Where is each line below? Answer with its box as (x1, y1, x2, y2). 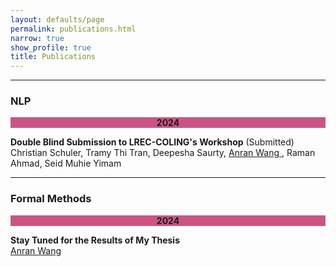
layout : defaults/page (10, 14, 105, 25)
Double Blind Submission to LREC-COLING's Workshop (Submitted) (10, 136, 295, 148)
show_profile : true (10, 42, 92, 53)
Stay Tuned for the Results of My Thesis (10, 234, 181, 246)
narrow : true (10, 33, 65, 43)
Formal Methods (10, 192, 92, 206)
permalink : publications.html (10, 24, 137, 34)
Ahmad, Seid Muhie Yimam (10, 157, 122, 170)
